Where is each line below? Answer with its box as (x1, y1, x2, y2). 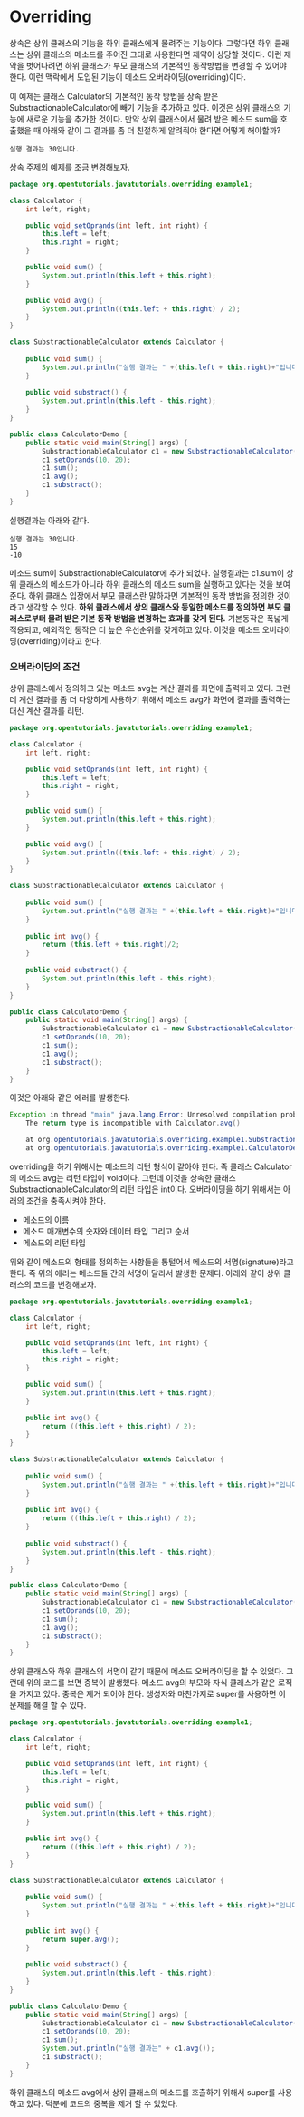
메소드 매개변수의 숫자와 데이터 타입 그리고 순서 (22, 1225, 190, 1236)
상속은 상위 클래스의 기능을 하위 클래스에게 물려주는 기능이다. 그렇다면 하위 (9, 37, 273, 48)
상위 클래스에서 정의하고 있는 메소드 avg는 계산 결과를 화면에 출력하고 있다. (9, 683, 274, 694)
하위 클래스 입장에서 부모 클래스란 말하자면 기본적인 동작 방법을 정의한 (28, 590, 275, 600)
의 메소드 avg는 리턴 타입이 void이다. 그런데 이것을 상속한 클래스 (9, 1172, 237, 1183)
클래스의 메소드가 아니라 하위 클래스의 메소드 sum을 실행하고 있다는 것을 (18, 579, 274, 590)
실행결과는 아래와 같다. (9, 514, 90, 525)
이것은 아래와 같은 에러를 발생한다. (9, 1092, 130, 1103)
